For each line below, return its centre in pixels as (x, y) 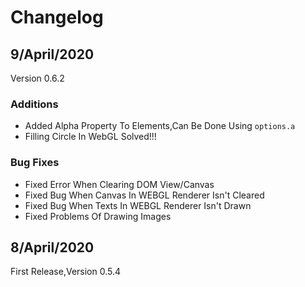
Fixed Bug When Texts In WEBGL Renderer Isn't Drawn (138, 205)
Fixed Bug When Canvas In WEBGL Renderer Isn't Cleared (144, 195)
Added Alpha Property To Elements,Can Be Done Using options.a (160, 126)
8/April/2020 (52, 247)
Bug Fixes (35, 163)
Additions (34, 104)
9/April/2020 (52, 54)
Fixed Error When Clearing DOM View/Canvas (119, 184)
